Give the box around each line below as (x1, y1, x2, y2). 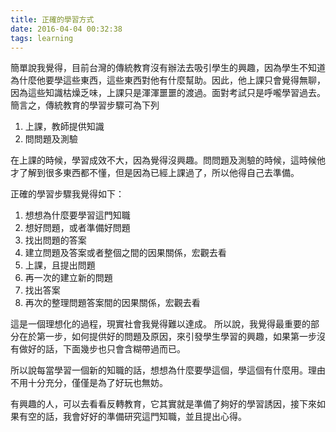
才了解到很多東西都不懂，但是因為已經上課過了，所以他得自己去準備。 (10, 167, 300, 179)
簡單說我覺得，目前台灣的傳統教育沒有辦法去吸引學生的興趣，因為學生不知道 (10, 62, 326, 74)
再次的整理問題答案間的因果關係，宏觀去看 (24, 297, 201, 309)
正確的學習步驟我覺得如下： (10, 188, 125, 200)
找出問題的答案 (24, 234, 87, 246)
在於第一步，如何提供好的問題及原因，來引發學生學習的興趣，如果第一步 (18, 331, 317, 343)
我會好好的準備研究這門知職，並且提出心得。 (62, 411, 247, 423)
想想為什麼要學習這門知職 (24, 209, 131, 221)
